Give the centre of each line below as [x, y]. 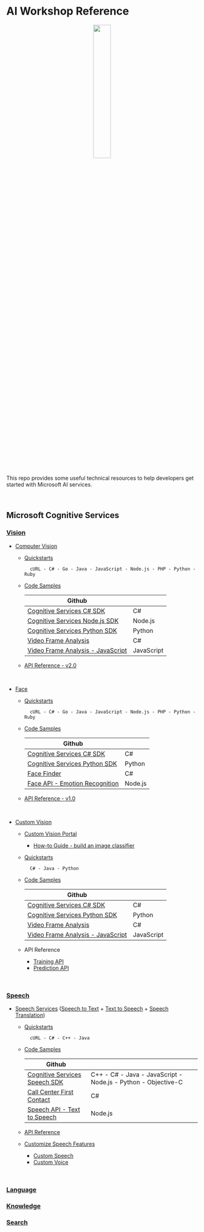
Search [17, 1222]
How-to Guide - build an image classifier [84, 845]
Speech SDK [45, 1082]
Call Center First [50, 1092]
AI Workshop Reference [68, 11]
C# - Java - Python [54, 868]
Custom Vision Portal [50, 834]
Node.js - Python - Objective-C [137, 1082]
